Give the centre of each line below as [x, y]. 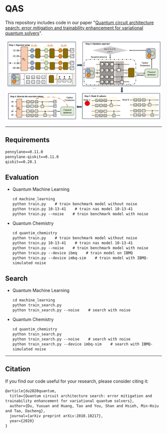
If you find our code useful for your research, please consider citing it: [77, 381]
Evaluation [22, 177]
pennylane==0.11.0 [24, 152]
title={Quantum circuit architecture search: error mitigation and [81, 396]
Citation [18, 369]
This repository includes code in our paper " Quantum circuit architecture [80, 22]
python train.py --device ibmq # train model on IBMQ [73, 253]
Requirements [27, 140]
